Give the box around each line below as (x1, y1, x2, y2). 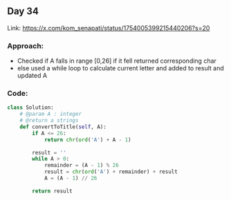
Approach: (7, 41, 44, 50)
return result (32, 188, 73, 194)
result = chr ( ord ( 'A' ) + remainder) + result (44, 168, 178, 175)
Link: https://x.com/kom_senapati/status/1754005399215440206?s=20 (7, 23, 210, 32)
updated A (17, 72, 47, 80)
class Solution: (7, 104, 54, 111)
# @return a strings (19, 117, 79, 124)
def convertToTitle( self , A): (19, 123, 107, 130)
